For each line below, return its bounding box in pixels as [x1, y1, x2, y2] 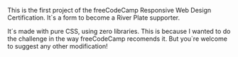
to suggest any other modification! [7, 42, 108, 50]
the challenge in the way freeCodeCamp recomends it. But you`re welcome [7, 34, 227, 43]
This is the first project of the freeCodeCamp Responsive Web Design [7, 6, 212, 14]
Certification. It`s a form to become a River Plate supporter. [7, 13, 180, 22]
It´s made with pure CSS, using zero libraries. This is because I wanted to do [7, 27, 231, 35]
